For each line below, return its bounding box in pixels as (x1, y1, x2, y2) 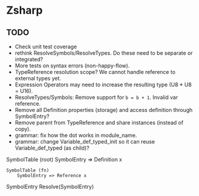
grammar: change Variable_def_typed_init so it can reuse (14, 138, 155, 145)
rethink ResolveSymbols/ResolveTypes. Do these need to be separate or (14, 49, 193, 57)
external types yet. (14, 75, 62, 82)
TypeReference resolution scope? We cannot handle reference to (14, 69, 176, 75)
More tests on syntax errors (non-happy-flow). (14, 62, 130, 69)
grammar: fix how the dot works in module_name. (14, 132, 137, 139)
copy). (14, 126, 31, 132)
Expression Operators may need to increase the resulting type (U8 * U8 (14, 81, 192, 88)
